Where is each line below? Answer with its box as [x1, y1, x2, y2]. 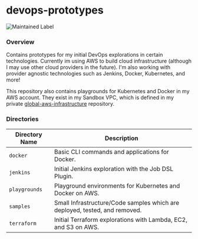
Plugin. [54, 172, 74, 180]
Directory [15, 130, 42, 139]
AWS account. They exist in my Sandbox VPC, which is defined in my [6, 94, 174, 101]
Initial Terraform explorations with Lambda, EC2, [54, 215, 187, 224]
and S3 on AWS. [54, 222, 99, 231]
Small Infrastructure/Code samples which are [54, 198, 180, 207]
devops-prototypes [6, 4, 104, 17]
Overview [6, 38, 35, 46]
